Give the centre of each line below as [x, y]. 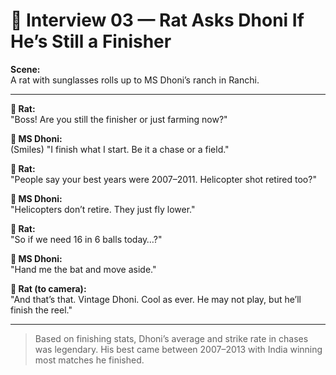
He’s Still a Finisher [91, 41]
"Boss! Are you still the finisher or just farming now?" [119, 119]
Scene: [25, 69]
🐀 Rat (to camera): [48, 288]
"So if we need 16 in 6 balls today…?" [86, 239]
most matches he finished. [89, 360]
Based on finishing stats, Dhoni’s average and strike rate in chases [171, 338]
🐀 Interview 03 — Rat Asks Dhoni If [157, 20]
